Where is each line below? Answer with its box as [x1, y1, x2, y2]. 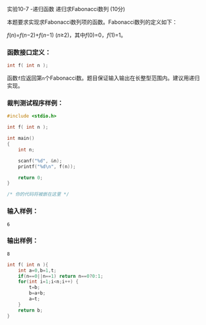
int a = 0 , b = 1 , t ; [18, 267, 57, 273]
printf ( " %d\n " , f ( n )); [18, 163, 76, 170]
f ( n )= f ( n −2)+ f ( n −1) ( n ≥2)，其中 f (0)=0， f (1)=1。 [7, 31, 126, 39]
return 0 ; [18, 174, 44, 181]
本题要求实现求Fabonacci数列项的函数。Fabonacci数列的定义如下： [7, 18, 178, 26]
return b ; [18, 307, 44, 313]
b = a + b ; [29, 290, 46, 296]
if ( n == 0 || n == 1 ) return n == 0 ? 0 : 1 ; [18, 273, 104, 279]
